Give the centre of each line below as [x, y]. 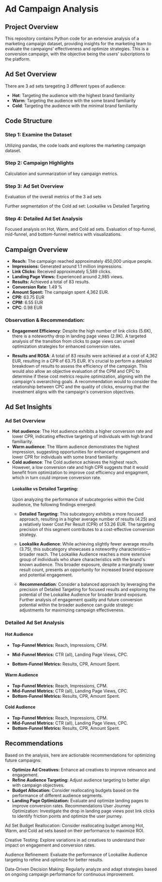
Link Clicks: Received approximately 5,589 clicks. [62, 272]
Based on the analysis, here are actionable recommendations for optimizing [80, 755]
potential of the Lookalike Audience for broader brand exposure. [83, 594]
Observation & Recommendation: [45, 320]
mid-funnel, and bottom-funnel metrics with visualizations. [63, 234]
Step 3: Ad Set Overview [34, 186]
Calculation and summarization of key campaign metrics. [62, 174]
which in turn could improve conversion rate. [57, 478]
